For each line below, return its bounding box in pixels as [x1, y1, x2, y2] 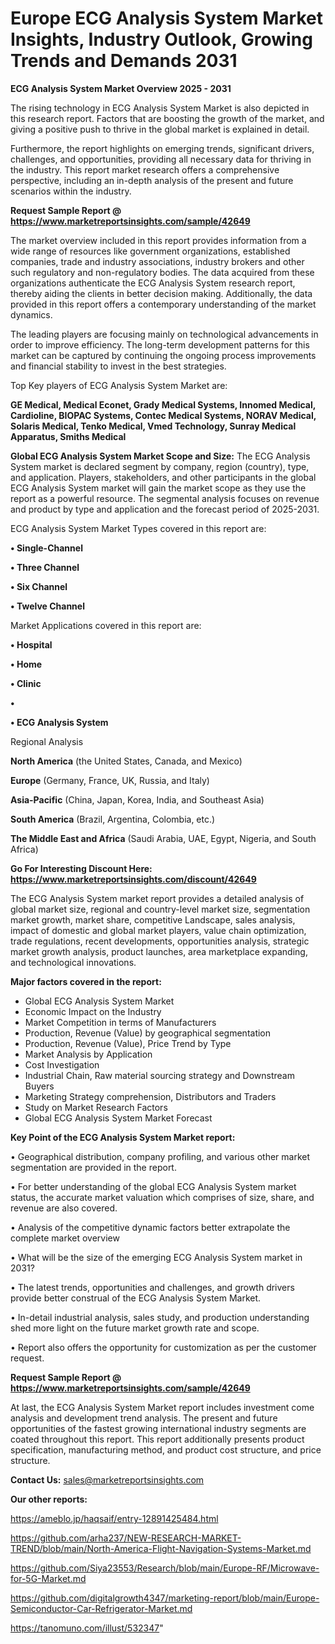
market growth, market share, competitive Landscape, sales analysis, [10, 913, 296, 926]
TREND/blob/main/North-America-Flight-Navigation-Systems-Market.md [10, 1542, 312, 1554]
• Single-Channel [10, 542, 83, 554]
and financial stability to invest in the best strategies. [10, 360, 227, 372]
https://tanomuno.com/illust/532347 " [10, 1622, 164, 1634]
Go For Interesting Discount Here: [10, 862, 153, 874]
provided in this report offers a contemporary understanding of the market [10, 298, 317, 310]
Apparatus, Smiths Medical [10, 430, 127, 442]
